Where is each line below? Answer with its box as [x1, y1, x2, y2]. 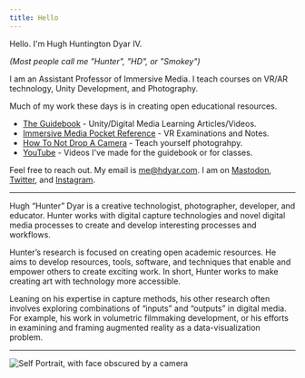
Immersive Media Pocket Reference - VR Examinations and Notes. [22, 128, 270, 139]
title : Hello [9, 13, 59, 23]
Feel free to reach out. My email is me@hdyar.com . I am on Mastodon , [9, 164, 272, 175]
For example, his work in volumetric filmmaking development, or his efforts [9, 312, 289, 323]
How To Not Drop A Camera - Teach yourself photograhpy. [22, 137, 243, 148]
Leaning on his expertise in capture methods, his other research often [9, 293, 271, 304]
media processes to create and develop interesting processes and [9, 219, 257, 230]
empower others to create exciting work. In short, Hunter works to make [9, 266, 279, 276]
